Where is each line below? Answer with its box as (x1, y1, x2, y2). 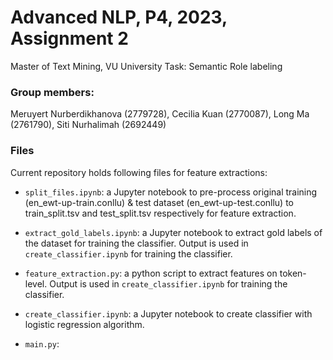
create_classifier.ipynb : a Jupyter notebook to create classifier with (24, 307, 313, 320)
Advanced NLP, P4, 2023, (10, 6, 228, 29)
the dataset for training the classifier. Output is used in (24, 237, 249, 249)
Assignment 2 (10, 27, 129, 50)
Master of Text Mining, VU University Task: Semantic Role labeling (10, 60, 283, 72)
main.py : (24, 337, 60, 350)
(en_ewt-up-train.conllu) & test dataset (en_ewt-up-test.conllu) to (24, 196, 295, 208)
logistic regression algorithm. (24, 318, 145, 330)
